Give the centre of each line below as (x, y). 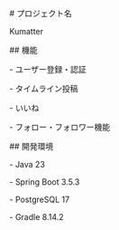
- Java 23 (27, 164)
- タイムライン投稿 (44, 88)
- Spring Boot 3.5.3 (45, 182)
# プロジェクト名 (41, 13)
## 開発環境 (32, 146)
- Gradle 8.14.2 (37, 217)
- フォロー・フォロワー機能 (60, 127)
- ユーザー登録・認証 (48, 69)
